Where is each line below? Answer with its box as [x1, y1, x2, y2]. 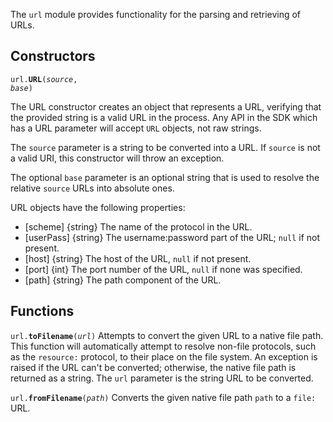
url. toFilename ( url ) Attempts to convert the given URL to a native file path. [10, 329, 324, 341]
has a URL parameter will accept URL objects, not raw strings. [10, 122, 262, 134]
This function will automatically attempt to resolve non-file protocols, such [10, 340, 317, 352]
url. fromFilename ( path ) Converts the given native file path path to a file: [10, 391, 317, 403]
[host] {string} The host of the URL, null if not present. [24, 252, 252, 264]
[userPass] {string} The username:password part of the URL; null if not [24, 231, 321, 243]
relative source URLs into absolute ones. [10, 182, 175, 194]
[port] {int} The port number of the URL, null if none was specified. [24, 263, 303, 275]
